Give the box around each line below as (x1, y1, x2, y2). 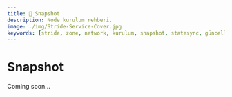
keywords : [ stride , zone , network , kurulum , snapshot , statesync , (7, 29, 202, 37)
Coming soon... (7, 82, 50, 91)
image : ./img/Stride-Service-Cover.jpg (7, 23, 122, 30)
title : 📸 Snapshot (7, 10, 60, 17)
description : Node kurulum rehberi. (7, 17, 113, 24)
